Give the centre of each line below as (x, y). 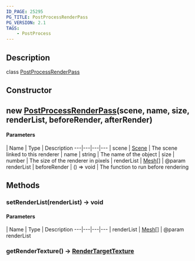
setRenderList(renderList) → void (55, 202)
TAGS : (13, 28)
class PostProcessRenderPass (43, 72)
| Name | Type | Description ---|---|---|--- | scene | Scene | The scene (92, 148)
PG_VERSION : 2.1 (26, 22)
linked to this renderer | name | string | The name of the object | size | (90, 154)
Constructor (29, 90)
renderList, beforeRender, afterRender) (80, 120)
